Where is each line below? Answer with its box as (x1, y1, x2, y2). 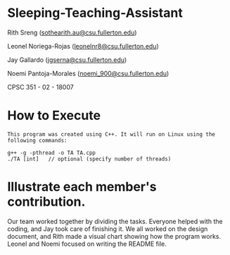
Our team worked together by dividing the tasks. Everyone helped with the (7, 217, 223, 225)
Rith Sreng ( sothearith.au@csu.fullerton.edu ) (7, 28, 137, 37)
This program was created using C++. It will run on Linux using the (7, 130, 216, 138)
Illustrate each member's (7, 179, 157, 195)
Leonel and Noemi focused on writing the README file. (7, 240, 167, 248)
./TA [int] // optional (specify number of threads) (7, 155, 172, 163)
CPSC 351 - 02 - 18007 (7, 82, 74, 91)
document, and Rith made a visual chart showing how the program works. (7, 232, 222, 240)
